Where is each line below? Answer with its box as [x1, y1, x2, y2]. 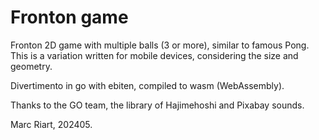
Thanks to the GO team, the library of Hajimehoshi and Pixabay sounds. [10, 99, 305, 111]
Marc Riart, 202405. [10, 118, 93, 130]
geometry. [10, 60, 53, 72]
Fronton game [10, 6, 129, 29]
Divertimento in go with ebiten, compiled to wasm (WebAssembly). [10, 79, 285, 91]
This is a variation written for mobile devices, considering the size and [10, 49, 299, 61]
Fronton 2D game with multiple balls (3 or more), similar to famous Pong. [10, 39, 310, 51]
